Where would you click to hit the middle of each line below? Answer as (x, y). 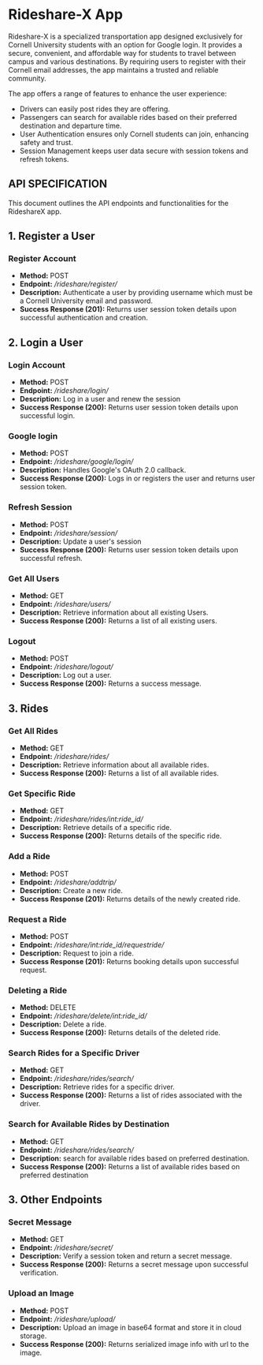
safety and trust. (46, 142)
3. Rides (28, 708)
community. (27, 78)
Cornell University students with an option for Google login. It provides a (125, 44)
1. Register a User (52, 236)
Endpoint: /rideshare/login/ (64, 391)
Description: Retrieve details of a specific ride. (95, 828)
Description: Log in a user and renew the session (100, 399)
